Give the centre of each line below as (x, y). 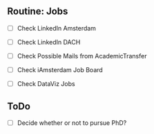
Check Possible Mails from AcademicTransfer (82, 56)
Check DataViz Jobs (46, 84)
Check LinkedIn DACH (49, 42)
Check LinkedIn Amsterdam (57, 28)
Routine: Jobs (38, 11)
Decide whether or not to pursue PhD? (72, 123)
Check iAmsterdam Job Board (60, 70)
